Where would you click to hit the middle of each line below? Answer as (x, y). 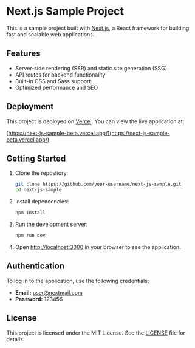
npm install (30, 213)
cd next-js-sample (38, 190)
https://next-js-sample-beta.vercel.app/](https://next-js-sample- (89, 133)
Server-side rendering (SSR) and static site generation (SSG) (91, 68)
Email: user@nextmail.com (49, 292)
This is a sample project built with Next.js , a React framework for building (98, 28)
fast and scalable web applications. (50, 34)
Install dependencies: (42, 202)
